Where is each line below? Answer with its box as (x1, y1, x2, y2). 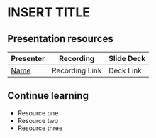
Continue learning (7, 90, 89, 102)
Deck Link (108, 65, 142, 75)
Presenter (11, 54, 45, 63)
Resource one (17, 108, 59, 117)
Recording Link (52, 65, 102, 75)
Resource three (17, 124, 63, 132)
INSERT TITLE (7, 4, 91, 21)
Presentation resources (7, 33, 113, 45)
